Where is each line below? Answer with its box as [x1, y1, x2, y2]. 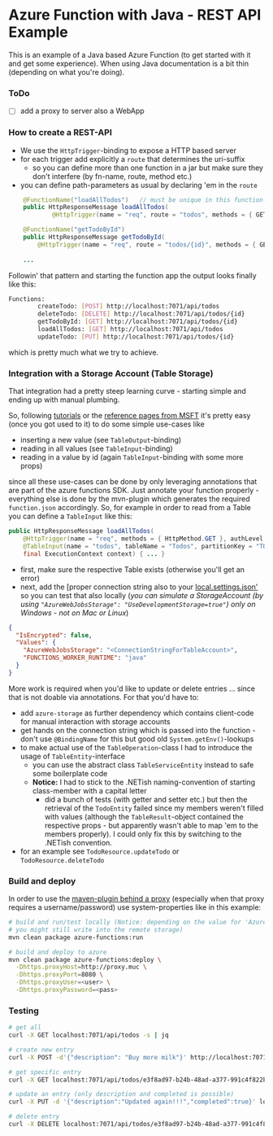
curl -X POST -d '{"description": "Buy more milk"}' [8, 1053, 187, 1061]
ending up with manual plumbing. [8, 395, 120, 404]
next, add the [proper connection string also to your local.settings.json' [19, 582, 258, 592]
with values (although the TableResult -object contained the [44, 811, 244, 821]
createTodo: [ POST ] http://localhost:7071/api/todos [37, 303, 220, 311]
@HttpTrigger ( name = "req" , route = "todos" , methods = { [51, 211, 253, 219]
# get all [8, 1024, 42, 1032]
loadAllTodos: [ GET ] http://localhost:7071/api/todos [37, 326, 223, 334]
